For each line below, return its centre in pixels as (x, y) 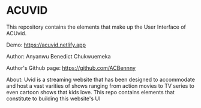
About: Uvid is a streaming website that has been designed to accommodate (100, 79)
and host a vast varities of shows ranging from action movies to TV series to (100, 86)
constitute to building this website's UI (53, 98)
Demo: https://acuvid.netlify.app (46, 45)
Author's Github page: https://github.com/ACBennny (71, 68)
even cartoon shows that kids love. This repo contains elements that (91, 92)
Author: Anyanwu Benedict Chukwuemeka (58, 56)
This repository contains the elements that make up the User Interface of (96, 27)
